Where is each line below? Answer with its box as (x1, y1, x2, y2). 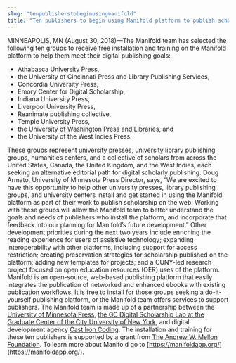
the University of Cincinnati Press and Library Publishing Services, (17, 72, 210, 81)
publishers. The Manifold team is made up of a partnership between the (7, 302, 215, 311)
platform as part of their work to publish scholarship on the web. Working (7, 198, 219, 206)
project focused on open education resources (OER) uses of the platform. (7, 265, 220, 274)
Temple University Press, (17, 117, 90, 125)
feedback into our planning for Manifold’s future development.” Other (7, 220, 207, 229)
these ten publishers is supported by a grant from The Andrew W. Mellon (7, 332, 218, 341)
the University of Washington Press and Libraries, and (17, 125, 174, 133)
